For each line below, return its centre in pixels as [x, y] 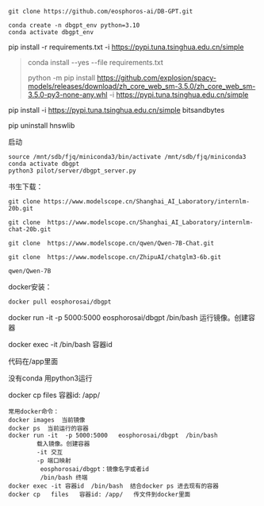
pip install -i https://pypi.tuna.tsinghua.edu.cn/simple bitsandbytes [117, 110]
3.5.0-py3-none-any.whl [67, 95]
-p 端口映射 [54, 461]
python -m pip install [61, 78]
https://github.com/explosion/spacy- [157, 78]
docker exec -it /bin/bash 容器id [60, 344]
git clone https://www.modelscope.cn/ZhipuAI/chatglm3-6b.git [115, 257]
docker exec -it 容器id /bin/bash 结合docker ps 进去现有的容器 [114, 486]
